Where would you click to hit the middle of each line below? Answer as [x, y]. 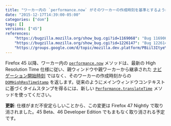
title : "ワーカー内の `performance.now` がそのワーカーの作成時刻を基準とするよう [85, 10]
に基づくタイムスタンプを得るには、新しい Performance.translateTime [79, 88]
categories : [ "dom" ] [27, 19]
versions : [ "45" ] [24, 29]
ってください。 [38, 94]
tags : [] [15, 24]
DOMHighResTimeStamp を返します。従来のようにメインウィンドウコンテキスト [85, 82]
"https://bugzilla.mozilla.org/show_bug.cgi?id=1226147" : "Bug [83, 43]
